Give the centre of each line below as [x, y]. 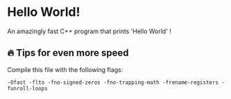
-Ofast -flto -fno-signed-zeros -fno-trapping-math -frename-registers [113, 82]
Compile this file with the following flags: [65, 69]
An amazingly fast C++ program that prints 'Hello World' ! [89, 31]
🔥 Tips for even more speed [68, 53]
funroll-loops [28, 88]
